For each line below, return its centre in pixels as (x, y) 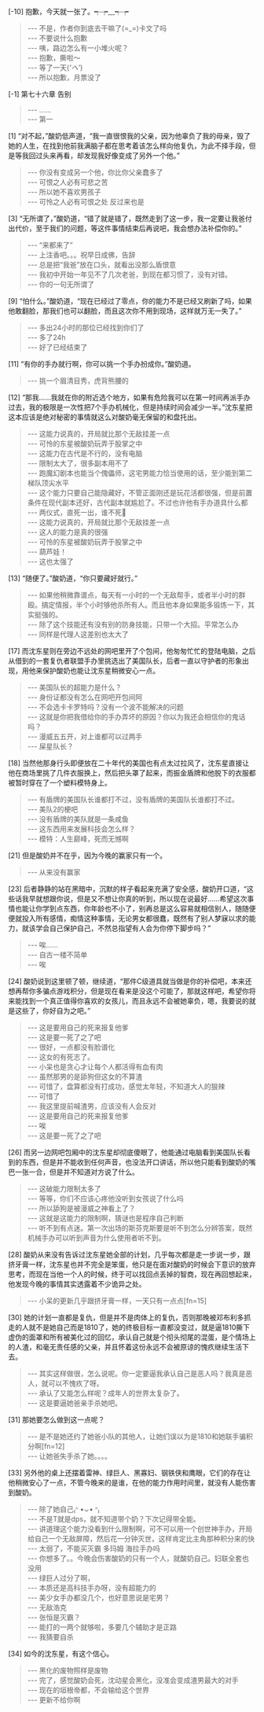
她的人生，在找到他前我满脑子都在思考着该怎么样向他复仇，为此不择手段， (128, 145)
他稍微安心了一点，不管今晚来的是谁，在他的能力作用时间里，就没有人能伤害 (132, 1482)
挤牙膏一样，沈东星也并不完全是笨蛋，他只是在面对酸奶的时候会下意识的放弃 (132, 1264)
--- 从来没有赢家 (54, 872)
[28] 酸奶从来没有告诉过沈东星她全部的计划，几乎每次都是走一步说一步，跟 (130, 1254)
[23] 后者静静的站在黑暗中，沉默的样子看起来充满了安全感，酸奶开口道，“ (128, 889)
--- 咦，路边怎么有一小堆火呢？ (78, 48)
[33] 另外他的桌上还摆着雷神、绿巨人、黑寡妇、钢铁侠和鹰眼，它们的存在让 (130, 1473)
